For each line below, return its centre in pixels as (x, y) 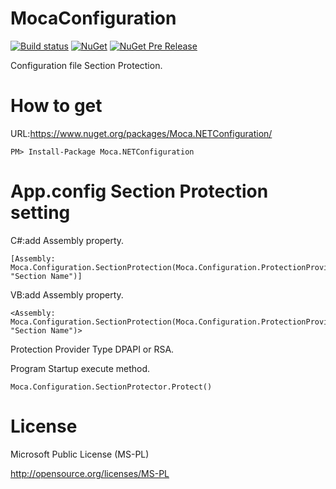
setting (40, 213)
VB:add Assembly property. (67, 294)
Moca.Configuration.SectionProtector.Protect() (111, 387)
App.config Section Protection (139, 191)
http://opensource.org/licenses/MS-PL (90, 473)
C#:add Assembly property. (67, 240)
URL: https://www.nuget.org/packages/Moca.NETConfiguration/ (141, 133)
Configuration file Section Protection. (86, 65)
